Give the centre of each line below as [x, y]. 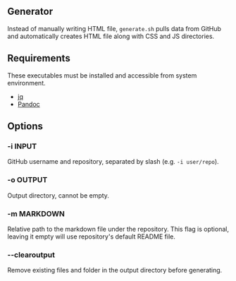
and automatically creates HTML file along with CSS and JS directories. [111, 36]
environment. [26, 83]
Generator [30, 12]
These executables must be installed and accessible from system [102, 75]
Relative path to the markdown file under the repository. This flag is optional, [118, 229]
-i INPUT [22, 146]
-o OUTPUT [27, 180]
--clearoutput [31, 255]
